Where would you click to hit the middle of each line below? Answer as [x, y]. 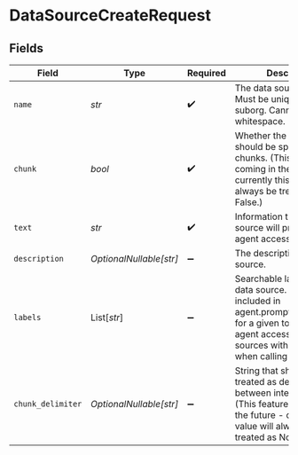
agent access [263, 334]
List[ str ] [107, 318]
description [39, 259]
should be [255, 147]
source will [257, 227]
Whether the [260, 136]
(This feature [262, 404]
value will [254, 426]
